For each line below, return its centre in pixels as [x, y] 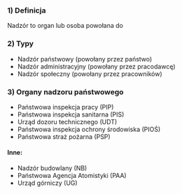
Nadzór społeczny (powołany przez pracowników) [90, 74]
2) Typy [20, 44]
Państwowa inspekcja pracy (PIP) [65, 107]
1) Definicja [27, 10]
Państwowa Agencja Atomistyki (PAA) [72, 176]
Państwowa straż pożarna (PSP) [64, 136]
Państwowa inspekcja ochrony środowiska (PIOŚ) [89, 129]
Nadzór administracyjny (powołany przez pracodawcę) [96, 66]
